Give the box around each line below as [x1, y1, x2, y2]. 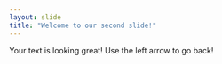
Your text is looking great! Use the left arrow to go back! [9, 45, 214, 55]
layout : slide [9, 12, 62, 22]
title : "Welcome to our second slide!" [9, 21, 157, 30]
